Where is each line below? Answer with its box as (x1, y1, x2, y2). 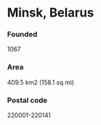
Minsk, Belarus (7, 5, 94, 21)
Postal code (7, 95, 48, 105)
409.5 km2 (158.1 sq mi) (7, 78, 74, 86)
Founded (7, 30, 38, 39)
